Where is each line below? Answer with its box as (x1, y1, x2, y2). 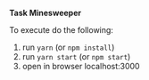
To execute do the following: (9, 25, 114, 35)
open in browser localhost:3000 (21, 61, 140, 71)
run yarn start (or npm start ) (21, 52, 131, 61)
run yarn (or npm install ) (21, 42, 115, 52)
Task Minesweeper (9, 8, 82, 18)
